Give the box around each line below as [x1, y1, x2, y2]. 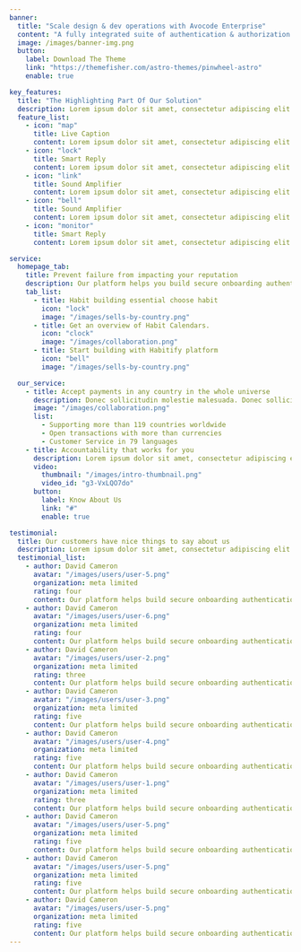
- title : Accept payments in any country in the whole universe [25, 387, 271, 396]
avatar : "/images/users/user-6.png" [32, 612, 170, 621]
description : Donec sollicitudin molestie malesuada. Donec [32, 396, 262, 405]
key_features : [9, 87, 63, 97]
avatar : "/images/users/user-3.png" [32, 695, 170, 704]
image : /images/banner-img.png [17, 38, 134, 48]
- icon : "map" [25, 121, 78, 130]
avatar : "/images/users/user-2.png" [32, 653, 170, 662]
